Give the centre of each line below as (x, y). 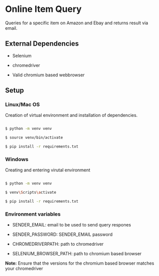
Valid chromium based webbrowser (49, 75)
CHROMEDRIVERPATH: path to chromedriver (58, 244)
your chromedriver (24, 269)
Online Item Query (43, 9)
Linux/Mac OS (23, 105)
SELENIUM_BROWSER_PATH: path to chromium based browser (77, 254)
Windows (17, 159)
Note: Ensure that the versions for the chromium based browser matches (80, 263)
